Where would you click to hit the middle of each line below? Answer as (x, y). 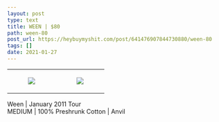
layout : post (26, 14)
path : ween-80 (28, 33)
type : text (23, 20)
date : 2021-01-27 (32, 53)
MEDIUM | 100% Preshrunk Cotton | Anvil (67, 111)
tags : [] (20, 46)
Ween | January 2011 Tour (44, 104)
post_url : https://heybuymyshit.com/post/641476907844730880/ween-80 (110, 40)
